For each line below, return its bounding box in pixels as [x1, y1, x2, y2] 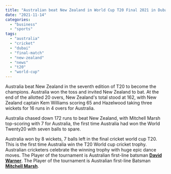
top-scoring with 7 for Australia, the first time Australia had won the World [5, 121, 160, 126]
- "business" [10, 21, 38, 27]
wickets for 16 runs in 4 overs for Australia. [5, 105, 95, 111]
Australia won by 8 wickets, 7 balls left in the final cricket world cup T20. [5, 136, 157, 142]
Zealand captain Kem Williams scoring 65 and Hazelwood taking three [5, 100, 153, 105]
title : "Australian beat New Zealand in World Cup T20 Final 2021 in [5, 7, 156, 13]
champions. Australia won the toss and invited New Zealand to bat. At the [5, 89, 159, 95]
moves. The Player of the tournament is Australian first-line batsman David [5, 152, 162, 158]
